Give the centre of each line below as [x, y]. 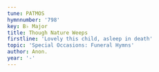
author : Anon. [28, 52]
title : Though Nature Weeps [48, 33]
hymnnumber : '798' [34, 20]
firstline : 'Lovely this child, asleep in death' [80, 39]
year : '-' [21, 58]
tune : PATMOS [26, 13]
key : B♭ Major [28, 26]
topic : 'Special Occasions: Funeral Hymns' [71, 45]
